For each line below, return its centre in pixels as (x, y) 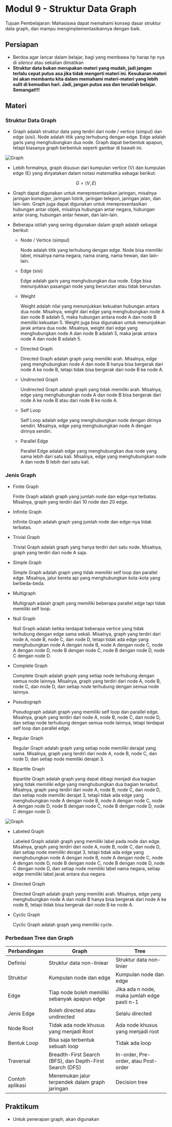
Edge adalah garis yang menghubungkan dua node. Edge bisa (86, 281)
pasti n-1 (127, 1002)
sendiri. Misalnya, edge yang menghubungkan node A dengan (86, 426)
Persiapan (22, 45)
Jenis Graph (21, 475)
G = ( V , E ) (86, 183)
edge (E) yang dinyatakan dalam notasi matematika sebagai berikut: (84, 173)
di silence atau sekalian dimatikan (48, 63)
